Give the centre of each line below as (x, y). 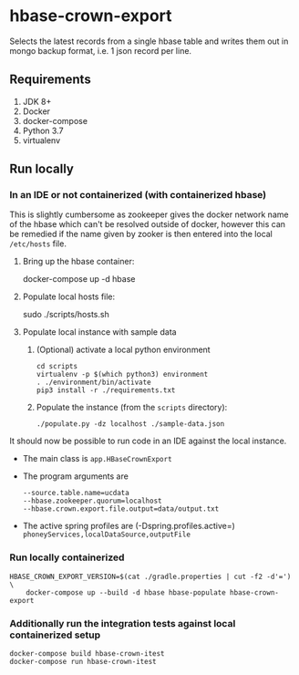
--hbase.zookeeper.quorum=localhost (92, 501)
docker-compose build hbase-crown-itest (88, 654)
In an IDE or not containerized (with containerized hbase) (138, 195)
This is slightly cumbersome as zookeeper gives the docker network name (149, 214)
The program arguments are (76, 476)
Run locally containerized (67, 557)
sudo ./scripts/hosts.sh (66, 315)
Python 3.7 (43, 130)
